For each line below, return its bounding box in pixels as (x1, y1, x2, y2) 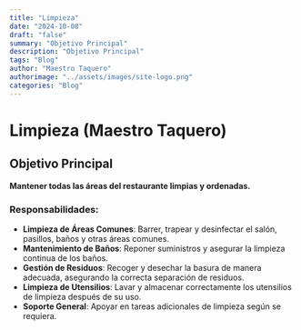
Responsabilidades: (9, 203, 99, 215)
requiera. (22, 310, 57, 321)
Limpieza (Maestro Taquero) (9, 120, 227, 141)
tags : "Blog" (9, 55, 59, 65)
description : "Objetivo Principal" (9, 47, 145, 56)
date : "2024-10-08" (9, 22, 84, 31)
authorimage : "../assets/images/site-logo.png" (9, 73, 194, 82)
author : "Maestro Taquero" (9, 65, 112, 74)
